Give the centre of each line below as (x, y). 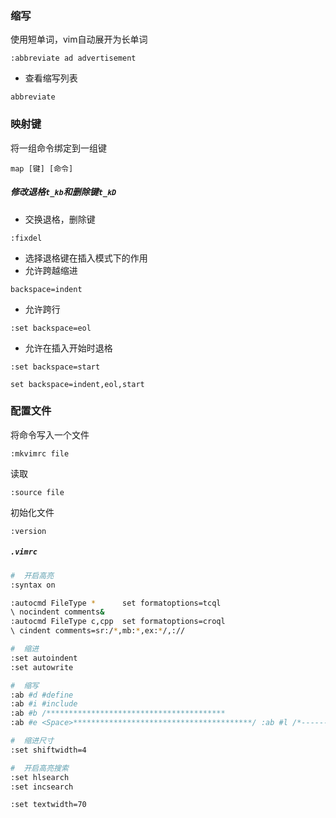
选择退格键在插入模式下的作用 (86, 258)
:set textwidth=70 (48, 805)
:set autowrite (42, 667)
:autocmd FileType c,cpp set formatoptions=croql (118, 622)
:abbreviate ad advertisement (73, 58)
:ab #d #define (42, 695)
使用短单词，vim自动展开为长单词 (79, 39)
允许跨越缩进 (51, 270)
